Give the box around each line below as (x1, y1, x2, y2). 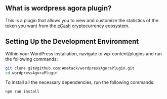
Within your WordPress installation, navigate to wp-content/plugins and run (5, 50, 162, 57)
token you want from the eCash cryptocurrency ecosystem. (5, 23, 130, 29)
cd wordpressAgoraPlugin (5, 70, 58, 75)
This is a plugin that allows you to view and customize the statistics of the (5, 17, 158, 23)
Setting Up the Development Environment (5, 37, 139, 46)
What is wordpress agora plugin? (5, 4, 112, 13)
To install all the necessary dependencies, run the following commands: (5, 79, 155, 85)
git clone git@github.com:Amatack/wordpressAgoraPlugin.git (5, 65, 135, 71)
